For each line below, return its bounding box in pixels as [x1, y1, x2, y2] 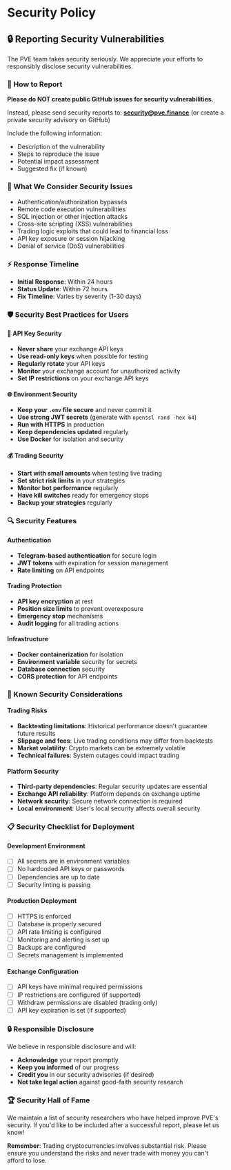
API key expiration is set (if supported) [17, 1006, 126, 1014]
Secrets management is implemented [17, 951, 123, 959]
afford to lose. [7, 1156, 47, 1164]
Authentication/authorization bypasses [17, 197, 128, 206]
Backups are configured [17, 944, 86, 952]
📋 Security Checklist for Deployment [7, 822, 135, 832]
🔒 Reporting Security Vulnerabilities [7, 33, 165, 45]
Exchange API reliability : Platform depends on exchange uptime [17, 790, 201, 798]
